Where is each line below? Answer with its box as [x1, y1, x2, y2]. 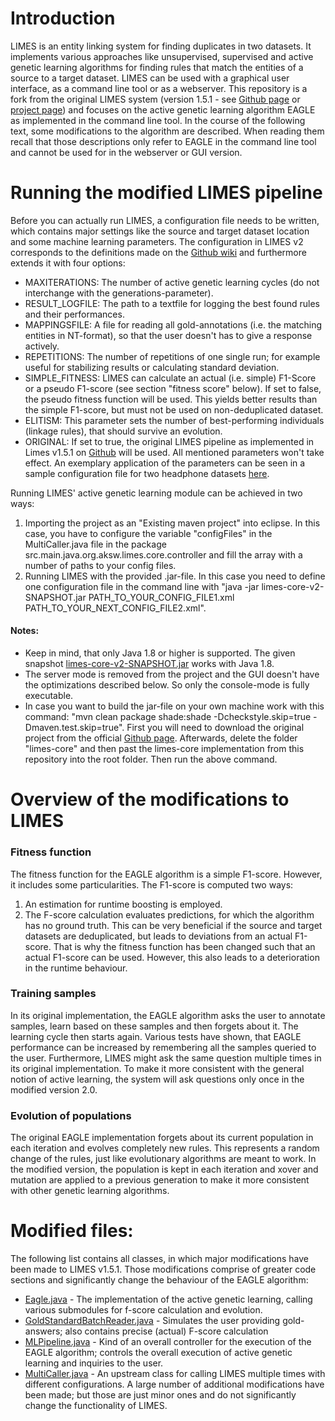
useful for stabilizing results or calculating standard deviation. [24, 361, 280, 373]
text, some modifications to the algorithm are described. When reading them [10, 125, 325, 137]
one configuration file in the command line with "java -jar [24, 580, 260, 592]
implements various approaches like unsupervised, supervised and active [10, 50, 314, 62]
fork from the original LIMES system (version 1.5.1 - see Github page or [10, 93, 301, 105]
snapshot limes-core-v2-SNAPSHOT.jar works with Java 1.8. [24, 658, 275, 670]
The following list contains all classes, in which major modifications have [10, 1253, 310, 1265]
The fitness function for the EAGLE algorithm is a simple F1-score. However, [10, 868, 323, 880]
